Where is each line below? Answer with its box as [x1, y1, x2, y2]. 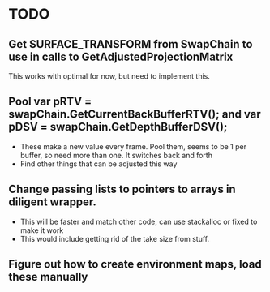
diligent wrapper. [8, 195, 97, 209]
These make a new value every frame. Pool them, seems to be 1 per [19, 141, 247, 151]
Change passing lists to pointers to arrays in [8, 182, 237, 196]
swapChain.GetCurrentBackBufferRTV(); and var [8, 107, 261, 122]
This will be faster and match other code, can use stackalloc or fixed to [19, 217, 258, 226]
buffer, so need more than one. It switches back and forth [19, 150, 213, 160]
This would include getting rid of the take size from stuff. [19, 234, 209, 243]
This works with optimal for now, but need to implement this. [8, 71, 211, 81]
